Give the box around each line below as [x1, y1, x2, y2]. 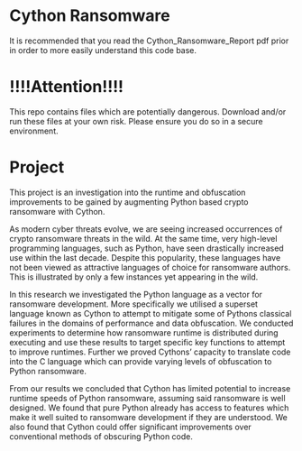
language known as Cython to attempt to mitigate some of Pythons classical [9, 308, 292, 318]
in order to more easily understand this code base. [9, 44, 197, 55]
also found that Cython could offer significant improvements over [9, 421, 252, 432]
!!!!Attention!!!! [9, 77, 124, 97]
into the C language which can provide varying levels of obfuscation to [9, 355, 272, 366]
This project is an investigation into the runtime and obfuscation [9, 187, 246, 198]
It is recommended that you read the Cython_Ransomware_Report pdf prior [9, 35, 289, 46]
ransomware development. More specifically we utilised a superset [9, 299, 259, 309]
